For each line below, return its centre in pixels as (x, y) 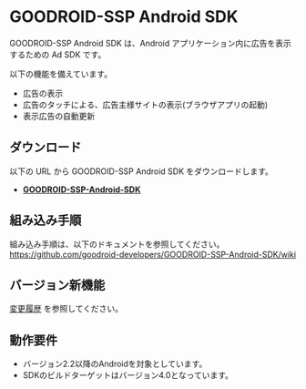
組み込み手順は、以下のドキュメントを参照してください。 (117, 244)
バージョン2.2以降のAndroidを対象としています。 (115, 364)
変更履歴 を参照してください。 (66, 309)
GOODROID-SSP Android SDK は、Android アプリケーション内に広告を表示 (150, 43)
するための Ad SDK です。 (58, 54)
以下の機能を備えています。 (61, 74)
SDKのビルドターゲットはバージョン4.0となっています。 (128, 375)
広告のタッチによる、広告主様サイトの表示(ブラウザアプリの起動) (145, 104)
